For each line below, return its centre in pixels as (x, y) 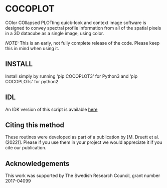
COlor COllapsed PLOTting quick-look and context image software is (76, 23)
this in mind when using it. (32, 48)
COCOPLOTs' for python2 (32, 81)
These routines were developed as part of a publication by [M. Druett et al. (82, 137)
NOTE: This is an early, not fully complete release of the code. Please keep (82, 43)
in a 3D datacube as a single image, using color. (55, 33)
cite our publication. (26, 148)
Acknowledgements (37, 163)
